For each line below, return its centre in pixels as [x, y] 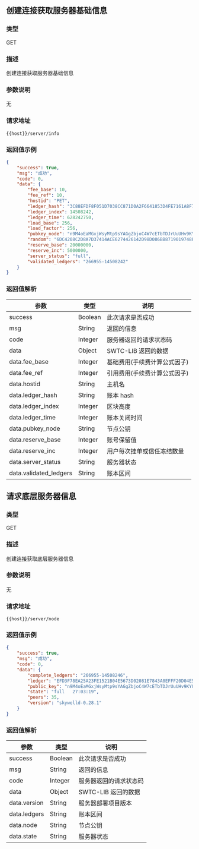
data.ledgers [27, 814]
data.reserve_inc [32, 450]
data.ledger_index [34, 406]
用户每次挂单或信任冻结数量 [145, 451]
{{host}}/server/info [33, 133]
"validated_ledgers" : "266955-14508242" [78, 261]
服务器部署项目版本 [105, 803]
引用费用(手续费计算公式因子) [147, 373]
